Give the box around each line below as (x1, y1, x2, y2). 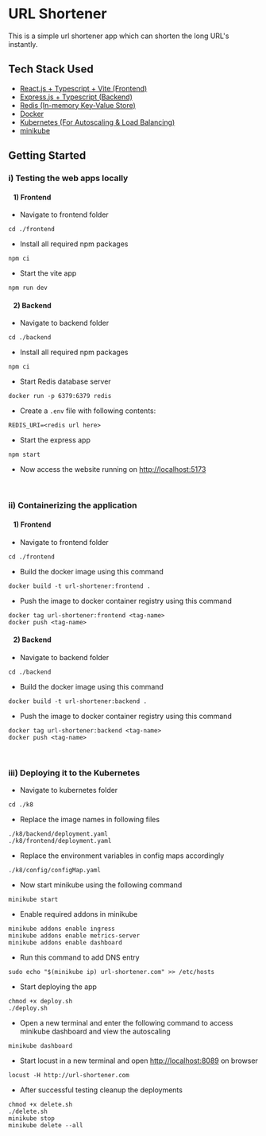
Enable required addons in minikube (19, 910, 138, 919)
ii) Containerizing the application (8, 500, 137, 511)
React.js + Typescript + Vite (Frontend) (19, 83, 148, 93)
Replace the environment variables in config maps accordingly (19, 851, 225, 860)
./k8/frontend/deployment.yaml (8, 837, 112, 845)
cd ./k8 (8, 801, 34, 809)
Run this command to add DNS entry (19, 952, 141, 962)
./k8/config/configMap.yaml (8, 867, 102, 875)
